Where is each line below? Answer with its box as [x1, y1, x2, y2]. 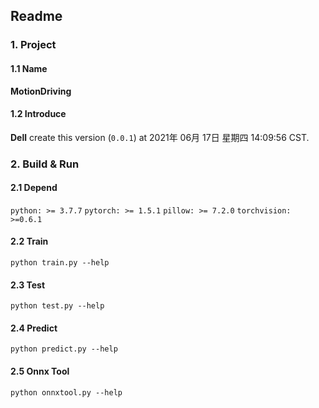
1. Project [10, 38, 57, 52]
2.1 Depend [10, 182, 58, 194]
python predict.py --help [10, 344, 118, 354]
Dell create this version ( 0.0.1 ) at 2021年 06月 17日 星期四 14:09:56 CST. [10, 131, 310, 143]
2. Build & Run [10, 157, 80, 171]
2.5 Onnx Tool [10, 365, 70, 378]
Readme [10, 8, 63, 25]
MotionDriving [10, 85, 72, 97]
